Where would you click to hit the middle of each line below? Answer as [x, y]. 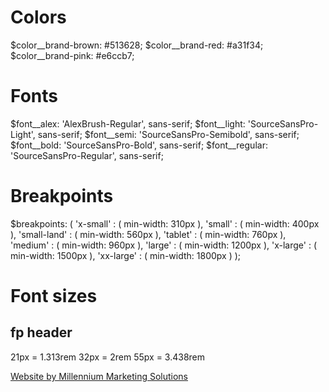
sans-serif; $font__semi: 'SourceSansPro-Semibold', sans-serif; [168, 134]
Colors [38, 17]
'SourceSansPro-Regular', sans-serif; [87, 155]
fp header [41, 332]
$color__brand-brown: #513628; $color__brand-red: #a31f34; [137, 45]
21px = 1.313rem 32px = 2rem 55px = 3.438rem [108, 357]
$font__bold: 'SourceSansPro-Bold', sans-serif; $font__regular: [139, 145]
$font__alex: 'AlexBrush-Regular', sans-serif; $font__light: [128, 123]
